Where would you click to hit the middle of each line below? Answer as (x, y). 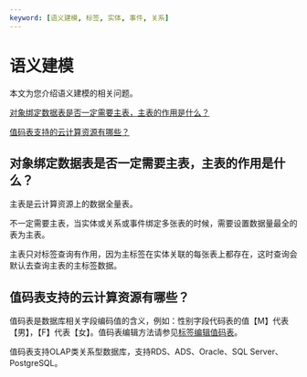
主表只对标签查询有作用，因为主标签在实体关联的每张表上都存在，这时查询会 (153, 254)
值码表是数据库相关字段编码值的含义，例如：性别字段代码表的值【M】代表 (149, 321)
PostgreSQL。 (36, 363)
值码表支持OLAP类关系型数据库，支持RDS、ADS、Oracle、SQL (129, 351)
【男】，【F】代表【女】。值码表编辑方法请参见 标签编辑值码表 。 (126, 332)
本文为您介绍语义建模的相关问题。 (74, 93)
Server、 (266, 351)
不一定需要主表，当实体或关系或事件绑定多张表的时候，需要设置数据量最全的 (153, 224)
